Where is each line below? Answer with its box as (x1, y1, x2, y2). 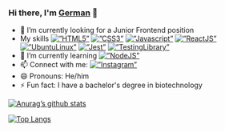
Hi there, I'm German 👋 (8, 7, 98, 18)
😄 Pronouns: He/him (19, 71, 90, 81)
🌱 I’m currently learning (19, 51, 98, 61)
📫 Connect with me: (19, 60, 88, 70)
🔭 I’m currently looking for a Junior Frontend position (19, 26, 195, 35)
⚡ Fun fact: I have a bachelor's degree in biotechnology (19, 80, 203, 90)
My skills (19, 34, 50, 43)
